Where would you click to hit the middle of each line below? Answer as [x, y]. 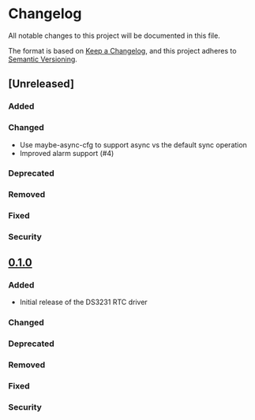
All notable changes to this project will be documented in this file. [114, 35]
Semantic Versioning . [43, 59]
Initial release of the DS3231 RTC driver [83, 302]
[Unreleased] [41, 84]
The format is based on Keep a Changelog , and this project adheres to [122, 50]
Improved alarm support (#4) [67, 153]
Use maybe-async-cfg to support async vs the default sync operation [133, 145]
